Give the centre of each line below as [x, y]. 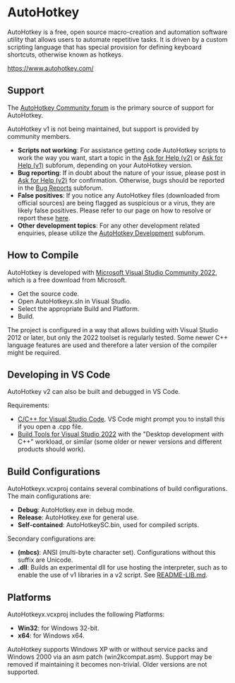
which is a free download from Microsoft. [67, 280]
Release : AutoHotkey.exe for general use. [78, 517]
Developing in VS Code [59, 374]
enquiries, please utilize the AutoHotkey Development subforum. [111, 233]
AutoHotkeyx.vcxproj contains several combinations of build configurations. [117, 489]
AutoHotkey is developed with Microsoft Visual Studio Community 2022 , [112, 272]
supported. [23, 672]
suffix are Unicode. [45, 560]
